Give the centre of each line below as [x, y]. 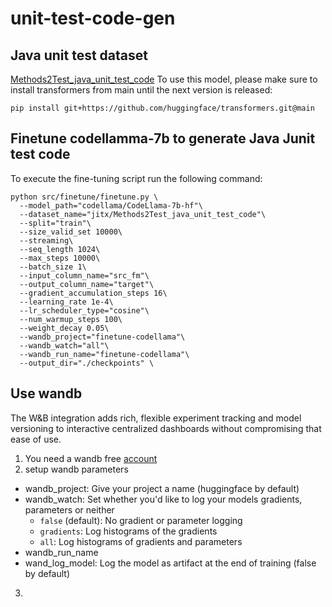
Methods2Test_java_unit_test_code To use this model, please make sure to [164, 79]
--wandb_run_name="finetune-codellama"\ [104, 354]
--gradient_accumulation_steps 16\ [93, 293]
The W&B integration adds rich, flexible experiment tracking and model [156, 418]
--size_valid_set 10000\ [71, 232]
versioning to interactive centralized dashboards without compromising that [166, 428]
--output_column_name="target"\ [87, 284]
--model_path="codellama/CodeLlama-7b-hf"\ [111, 205]
